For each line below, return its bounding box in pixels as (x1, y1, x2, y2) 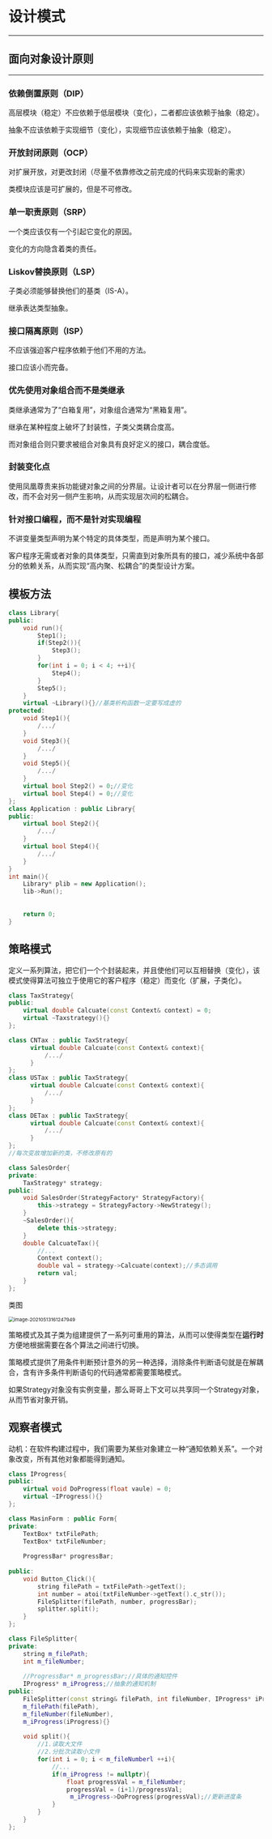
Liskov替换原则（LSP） (8, 266, 100, 277)
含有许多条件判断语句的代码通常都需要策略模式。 (22, 1367, 186, 1377)
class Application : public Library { (8, 804, 136, 813)
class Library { (8, 608, 60, 617)
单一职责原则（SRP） (8, 207, 91, 218)
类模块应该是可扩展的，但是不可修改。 (8, 184, 136, 194)
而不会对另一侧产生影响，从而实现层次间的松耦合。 (22, 491, 193, 501)
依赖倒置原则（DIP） (8, 87, 89, 99)
